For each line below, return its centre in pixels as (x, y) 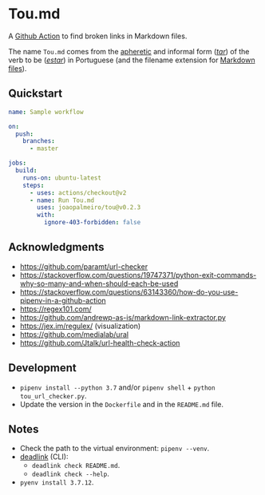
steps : (34, 185)
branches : (39, 141)
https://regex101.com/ (55, 309)
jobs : (17, 163)
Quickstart (36, 94)
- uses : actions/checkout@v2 (78, 192)
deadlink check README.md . (76, 465)
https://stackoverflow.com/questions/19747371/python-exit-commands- (138, 275)
